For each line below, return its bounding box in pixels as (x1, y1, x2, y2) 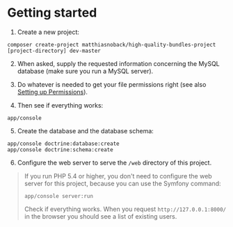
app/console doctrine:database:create (7, 140, 120, 147)
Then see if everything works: (17, 101, 104, 109)
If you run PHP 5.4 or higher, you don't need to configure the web (24, 171, 212, 180)
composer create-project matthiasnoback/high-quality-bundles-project (7, 41, 216, 48)
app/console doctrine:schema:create (7, 146, 113, 153)
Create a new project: (17, 28, 80, 36)
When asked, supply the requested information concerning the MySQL (17, 59, 220, 67)
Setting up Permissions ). (17, 87, 88, 96)
